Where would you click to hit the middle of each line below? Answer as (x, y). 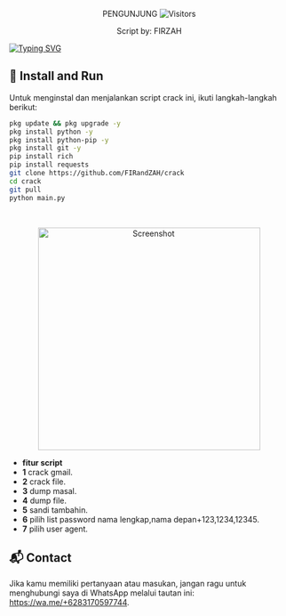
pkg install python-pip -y (59, 140)
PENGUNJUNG (130, 14)
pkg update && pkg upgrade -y (65, 123)
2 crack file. (44, 482)
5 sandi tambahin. (55, 510)
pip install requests (49, 165)
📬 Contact (40, 558)
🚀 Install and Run (56, 76)
